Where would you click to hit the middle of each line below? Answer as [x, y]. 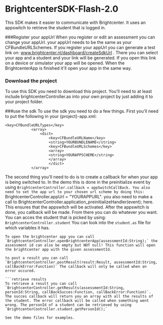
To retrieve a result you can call [41, 284]
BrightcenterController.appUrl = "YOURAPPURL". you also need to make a [79, 197]
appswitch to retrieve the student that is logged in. [55, 27]
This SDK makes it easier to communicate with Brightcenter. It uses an [75, 22]
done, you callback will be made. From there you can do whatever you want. [81, 212]
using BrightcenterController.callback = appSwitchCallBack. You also [78, 187]
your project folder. [24, 102]
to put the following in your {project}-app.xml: [51, 116]
